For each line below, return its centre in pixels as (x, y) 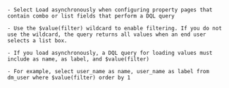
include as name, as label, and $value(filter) (79, 59)
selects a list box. (38, 41)
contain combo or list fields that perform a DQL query (91, 16)
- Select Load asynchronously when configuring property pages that (110, 10)
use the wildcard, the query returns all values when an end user (107, 34)
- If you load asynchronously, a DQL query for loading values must (110, 53)
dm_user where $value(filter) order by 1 (69, 78)
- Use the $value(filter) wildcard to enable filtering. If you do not (114, 29)
